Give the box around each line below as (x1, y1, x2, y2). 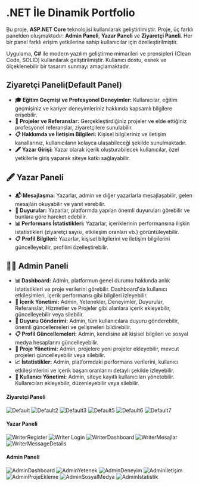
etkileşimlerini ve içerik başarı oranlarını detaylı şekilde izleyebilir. (14, 367, 175, 374)
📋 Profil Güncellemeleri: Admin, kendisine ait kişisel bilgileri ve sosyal (14, 330, 189, 337)
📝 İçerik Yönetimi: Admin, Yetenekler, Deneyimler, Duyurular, (14, 299, 164, 306)
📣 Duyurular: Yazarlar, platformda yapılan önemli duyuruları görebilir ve (14, 207, 190, 214)
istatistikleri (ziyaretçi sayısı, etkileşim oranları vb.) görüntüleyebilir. (14, 228, 179, 235)
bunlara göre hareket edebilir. (14, 213, 88, 220)
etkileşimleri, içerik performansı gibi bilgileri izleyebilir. (14, 292, 148, 299)
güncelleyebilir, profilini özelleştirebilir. (14, 244, 109, 251)
